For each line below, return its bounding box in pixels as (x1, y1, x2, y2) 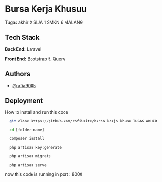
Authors (5, 70, 31, 78)
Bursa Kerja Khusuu (5, 3, 87, 15)
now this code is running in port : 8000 (5, 171, 83, 177)
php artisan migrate (9, 153, 51, 158)
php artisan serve (9, 162, 47, 167)
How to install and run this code (5, 109, 69, 115)
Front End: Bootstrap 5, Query (5, 56, 65, 61)
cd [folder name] (9, 127, 45, 133)
